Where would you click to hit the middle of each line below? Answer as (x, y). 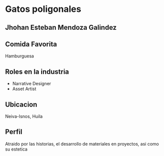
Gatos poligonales (43, 9)
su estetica (16, 149)
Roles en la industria (37, 72)
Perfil (14, 132)
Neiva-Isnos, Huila (24, 116)
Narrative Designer (31, 84)
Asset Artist (24, 89)
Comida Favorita (31, 44)
